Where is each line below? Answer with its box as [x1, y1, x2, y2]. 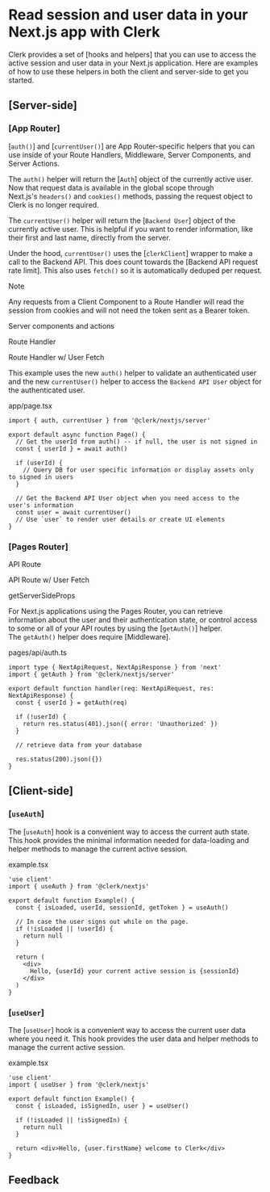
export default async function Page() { [8, 430, 147, 439]
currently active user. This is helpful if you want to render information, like [8, 224, 254, 233]
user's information [8, 501, 74, 510]
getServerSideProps [8, 590, 76, 600]
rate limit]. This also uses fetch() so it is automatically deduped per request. [8, 265, 263, 275]
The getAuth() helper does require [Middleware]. [8, 632, 171, 641]
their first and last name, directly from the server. [8, 233, 171, 242]
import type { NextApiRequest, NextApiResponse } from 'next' [8, 663, 222, 671]
